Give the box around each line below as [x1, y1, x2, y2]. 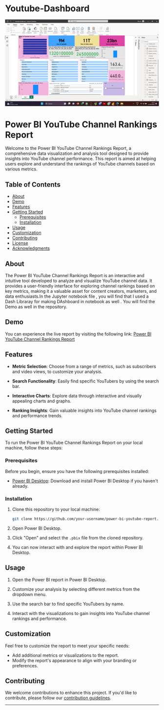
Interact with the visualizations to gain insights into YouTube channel [12, 610, 150, 616]
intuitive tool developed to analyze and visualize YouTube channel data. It [5, 278, 152, 284]
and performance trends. [12, 412, 62, 419]
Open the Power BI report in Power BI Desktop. [12, 576, 106, 583]
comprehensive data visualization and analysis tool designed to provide [5, 150, 149, 157]
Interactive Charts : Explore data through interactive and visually [12, 393, 142, 399]
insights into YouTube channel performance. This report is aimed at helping [5, 156, 156, 162]
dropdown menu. [12, 591, 47, 597]
